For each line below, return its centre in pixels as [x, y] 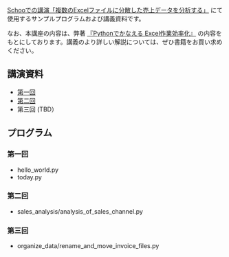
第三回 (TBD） [37, 109]
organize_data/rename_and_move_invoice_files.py [88, 246]
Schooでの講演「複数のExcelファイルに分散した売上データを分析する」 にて [115, 10]
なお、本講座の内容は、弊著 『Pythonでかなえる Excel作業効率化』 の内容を [115, 33]
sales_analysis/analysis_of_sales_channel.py [80, 211]
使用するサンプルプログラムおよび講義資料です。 [76, 19]
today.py [30, 177]
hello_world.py [38, 170]
